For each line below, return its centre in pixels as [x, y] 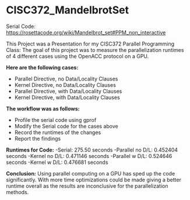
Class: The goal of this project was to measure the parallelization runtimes [95, 50]
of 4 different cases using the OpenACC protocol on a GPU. [78, 56]
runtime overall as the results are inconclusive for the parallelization [87, 186]
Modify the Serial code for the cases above [66, 126]
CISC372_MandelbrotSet [68, 10]
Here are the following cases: [42, 67]
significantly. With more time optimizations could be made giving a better [94, 180]
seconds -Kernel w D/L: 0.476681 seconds [57, 162]
